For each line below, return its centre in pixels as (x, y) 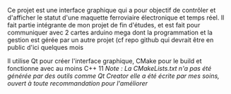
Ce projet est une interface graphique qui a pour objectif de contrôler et (112, 10)
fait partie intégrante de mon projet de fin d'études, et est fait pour (104, 25)
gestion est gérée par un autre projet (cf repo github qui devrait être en (111, 40)
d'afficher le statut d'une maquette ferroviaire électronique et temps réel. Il (116, 18)
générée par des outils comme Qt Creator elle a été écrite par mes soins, (114, 76)
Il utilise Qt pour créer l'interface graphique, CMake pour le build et (105, 61)
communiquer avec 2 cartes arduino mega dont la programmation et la (110, 32)
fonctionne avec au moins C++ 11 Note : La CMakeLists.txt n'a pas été (109, 68)
